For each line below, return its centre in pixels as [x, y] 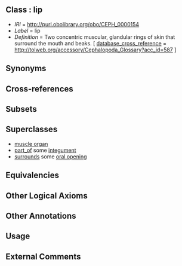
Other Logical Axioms [47, 196]
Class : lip [24, 10]
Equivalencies [32, 175]
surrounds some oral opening [50, 156]
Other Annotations [41, 215]
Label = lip [27, 30]
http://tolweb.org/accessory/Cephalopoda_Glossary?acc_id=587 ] [95, 50]
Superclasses [32, 129]
